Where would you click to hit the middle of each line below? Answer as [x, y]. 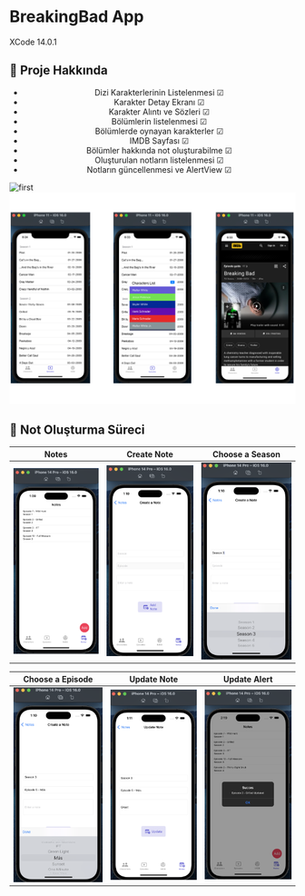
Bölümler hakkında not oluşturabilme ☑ [159, 150]
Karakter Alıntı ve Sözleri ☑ [159, 112]
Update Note [154, 679]
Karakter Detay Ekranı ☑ [159, 102]
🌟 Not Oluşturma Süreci [77, 429]
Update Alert [248, 679]
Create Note [150, 454]
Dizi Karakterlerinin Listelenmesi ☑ [159, 92]
